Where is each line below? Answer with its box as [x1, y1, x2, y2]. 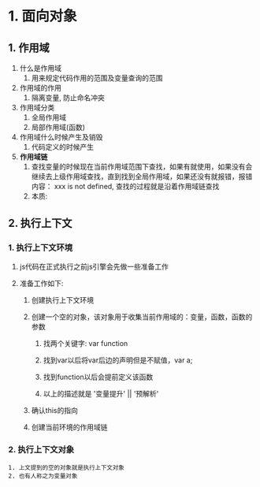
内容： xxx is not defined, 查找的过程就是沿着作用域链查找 [31, 182, 220, 191]
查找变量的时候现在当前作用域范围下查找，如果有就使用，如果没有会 [31, 162, 253, 171]
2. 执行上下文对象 [8, 444, 75, 455]
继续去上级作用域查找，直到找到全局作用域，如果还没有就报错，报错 [31, 172, 253, 181]
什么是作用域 [19, 64, 61, 72]
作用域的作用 [19, 84, 61, 92]
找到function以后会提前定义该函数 [43, 372, 154, 381]
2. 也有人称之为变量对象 [8, 472, 78, 480]
